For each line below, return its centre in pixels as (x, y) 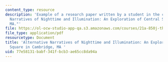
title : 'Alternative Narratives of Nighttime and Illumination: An (77, 42)
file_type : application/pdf (34, 33)
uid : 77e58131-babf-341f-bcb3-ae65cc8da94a (51, 51)
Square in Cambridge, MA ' (38, 47)
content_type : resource (30, 10)
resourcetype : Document (30, 38)
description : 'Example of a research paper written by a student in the (82, 14)
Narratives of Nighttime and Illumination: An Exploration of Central (85, 19)
